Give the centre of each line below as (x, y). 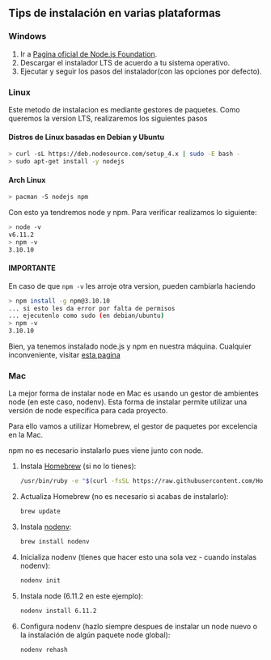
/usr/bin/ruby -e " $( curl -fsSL (74, 481)
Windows (28, 36)
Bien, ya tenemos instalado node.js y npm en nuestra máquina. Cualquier (130, 346)
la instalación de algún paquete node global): (95, 635)
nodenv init (40, 581)
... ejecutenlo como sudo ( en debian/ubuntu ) (86, 316)
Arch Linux (27, 180)
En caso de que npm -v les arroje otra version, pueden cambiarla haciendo (132, 286)
